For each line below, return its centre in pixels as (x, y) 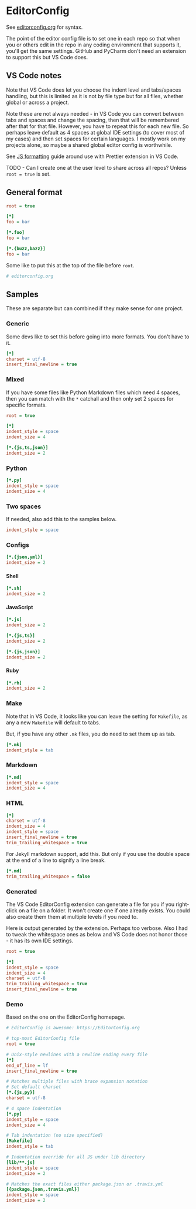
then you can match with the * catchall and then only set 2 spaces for (90, 398)
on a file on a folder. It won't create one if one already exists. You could (104, 910)
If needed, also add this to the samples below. (61, 519)
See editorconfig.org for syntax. (44, 27)
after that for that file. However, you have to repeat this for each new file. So (97, 126)
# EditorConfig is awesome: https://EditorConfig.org (73, 1028)
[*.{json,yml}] (25, 557)
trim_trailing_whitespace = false (48, 876)
